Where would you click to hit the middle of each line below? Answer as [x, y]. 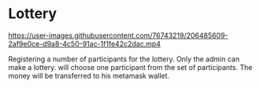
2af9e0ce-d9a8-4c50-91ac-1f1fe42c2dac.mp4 [85, 43]
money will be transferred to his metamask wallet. [89, 75]
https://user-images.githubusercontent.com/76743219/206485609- [118, 35]
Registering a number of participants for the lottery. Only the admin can [124, 59]
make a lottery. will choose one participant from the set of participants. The [130, 67]
